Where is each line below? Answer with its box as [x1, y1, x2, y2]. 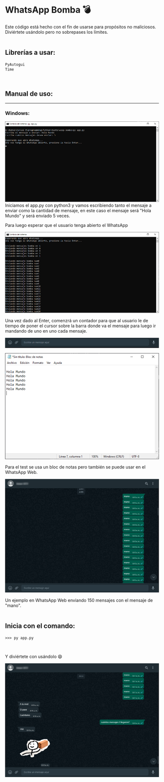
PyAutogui [5, 62, 25, 67]
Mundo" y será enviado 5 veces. [5, 213, 70, 219]
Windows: [5, 110, 30, 117]
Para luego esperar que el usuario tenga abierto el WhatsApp [5, 223, 128, 228]
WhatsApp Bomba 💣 [5, 4, 91, 16]
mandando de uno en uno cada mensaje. [5, 328, 87, 334]
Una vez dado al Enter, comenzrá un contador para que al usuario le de [5, 318, 148, 324]
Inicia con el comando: [5, 622, 76, 630]
